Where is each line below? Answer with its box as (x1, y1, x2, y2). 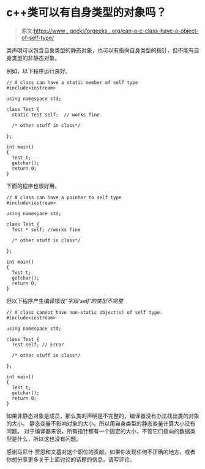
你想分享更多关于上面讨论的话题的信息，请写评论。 (6, 456, 135, 463)
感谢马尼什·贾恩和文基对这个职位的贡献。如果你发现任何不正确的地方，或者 (6, 448, 196, 456)
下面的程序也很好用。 (6, 182, 60, 189)
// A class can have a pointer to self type (6, 194, 122, 200)
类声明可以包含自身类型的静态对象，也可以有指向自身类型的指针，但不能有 (6, 47, 194, 54)
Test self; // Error (12, 341, 64, 348)
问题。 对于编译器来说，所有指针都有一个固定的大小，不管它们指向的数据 (6, 427, 190, 435)
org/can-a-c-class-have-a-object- (111, 27, 199, 34)
